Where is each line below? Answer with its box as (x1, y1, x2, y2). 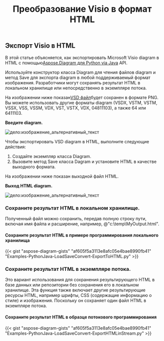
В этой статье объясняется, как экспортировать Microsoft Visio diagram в (5, 54, 159, 60)
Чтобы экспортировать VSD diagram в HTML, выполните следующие (5, 138, 149, 144)
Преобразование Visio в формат (12, 3, 152, 15)
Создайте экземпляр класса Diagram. (12, 153, 92, 159)
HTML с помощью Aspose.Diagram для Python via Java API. (5, 60, 128, 66)
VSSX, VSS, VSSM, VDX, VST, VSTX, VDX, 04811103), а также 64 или (5, 105, 146, 111)
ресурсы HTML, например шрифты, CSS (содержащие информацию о (5, 292, 152, 298)
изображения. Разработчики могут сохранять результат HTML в (5, 79, 141, 85)
